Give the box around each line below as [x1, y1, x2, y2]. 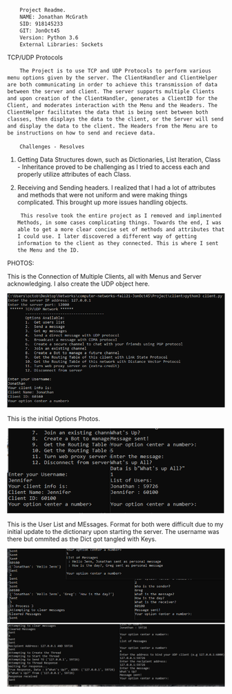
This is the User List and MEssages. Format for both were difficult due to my [7, 520, 224, 528]
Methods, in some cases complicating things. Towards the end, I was [17, 219, 222, 226]
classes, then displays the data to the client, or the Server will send [7, 116, 224, 123]
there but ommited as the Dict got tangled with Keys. [7, 535, 157, 543]
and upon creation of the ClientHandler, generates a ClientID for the [7, 95, 217, 102]
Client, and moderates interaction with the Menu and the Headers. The [7, 102, 217, 109]
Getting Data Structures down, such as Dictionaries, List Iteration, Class [17, 155, 221, 163]
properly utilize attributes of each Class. [17, 170, 131, 178]
